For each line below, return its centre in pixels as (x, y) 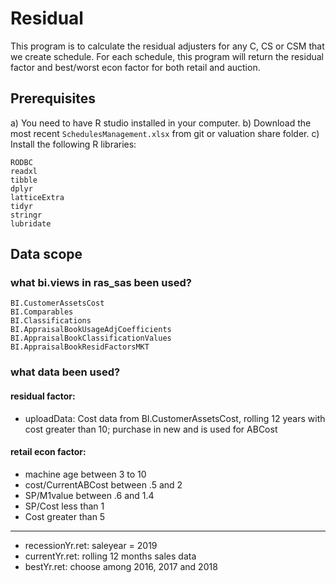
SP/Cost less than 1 (64, 506)
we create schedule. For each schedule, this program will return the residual (167, 56)
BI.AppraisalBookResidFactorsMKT (80, 347)
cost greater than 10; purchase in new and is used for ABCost (151, 429)
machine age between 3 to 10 (85, 474)
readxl (24, 171)
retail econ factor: (48, 452)
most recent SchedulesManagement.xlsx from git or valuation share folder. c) (165, 133)
